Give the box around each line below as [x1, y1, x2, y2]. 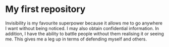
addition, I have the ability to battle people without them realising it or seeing [5, 30, 164, 36]
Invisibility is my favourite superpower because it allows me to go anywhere [5, 20, 163, 26]
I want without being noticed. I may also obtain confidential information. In [5, 25, 159, 31]
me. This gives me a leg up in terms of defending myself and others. [5, 36, 147, 42]
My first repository [5, 3, 86, 15]
